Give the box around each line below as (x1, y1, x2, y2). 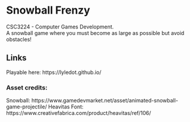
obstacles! (6, 36, 31, 43)
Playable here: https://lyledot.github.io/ (6, 69, 102, 76)
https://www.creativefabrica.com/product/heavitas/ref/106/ (6, 110, 151, 117)
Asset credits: (6, 84, 47, 92)
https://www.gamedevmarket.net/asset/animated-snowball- (31, 97, 178, 104)
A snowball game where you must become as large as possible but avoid (6, 29, 185, 36)
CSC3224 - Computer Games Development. (6, 23, 114, 30)
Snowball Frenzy (6, 4, 90, 17)
